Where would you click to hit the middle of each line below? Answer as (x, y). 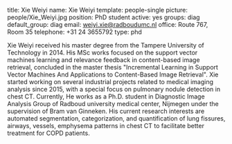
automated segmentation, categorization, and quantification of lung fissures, (116, 119)
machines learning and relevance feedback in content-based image (104, 60)
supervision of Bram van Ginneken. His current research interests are (106, 111)
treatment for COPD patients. (48, 133)
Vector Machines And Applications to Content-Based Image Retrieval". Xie (113, 74)
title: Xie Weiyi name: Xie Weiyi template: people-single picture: (98, 10)
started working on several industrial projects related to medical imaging (110, 82)
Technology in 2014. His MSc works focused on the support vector (102, 52)
